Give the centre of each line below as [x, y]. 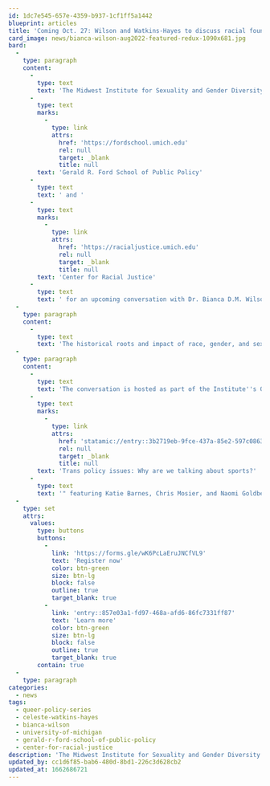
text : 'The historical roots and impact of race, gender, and [143, 344]
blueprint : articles [43, 23]
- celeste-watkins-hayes [57, 718]
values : [43, 523]
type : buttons [61, 531]
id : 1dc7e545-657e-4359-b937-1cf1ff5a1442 [80, 16]
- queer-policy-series [53, 710]
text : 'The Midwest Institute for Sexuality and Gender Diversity [151, 90]
